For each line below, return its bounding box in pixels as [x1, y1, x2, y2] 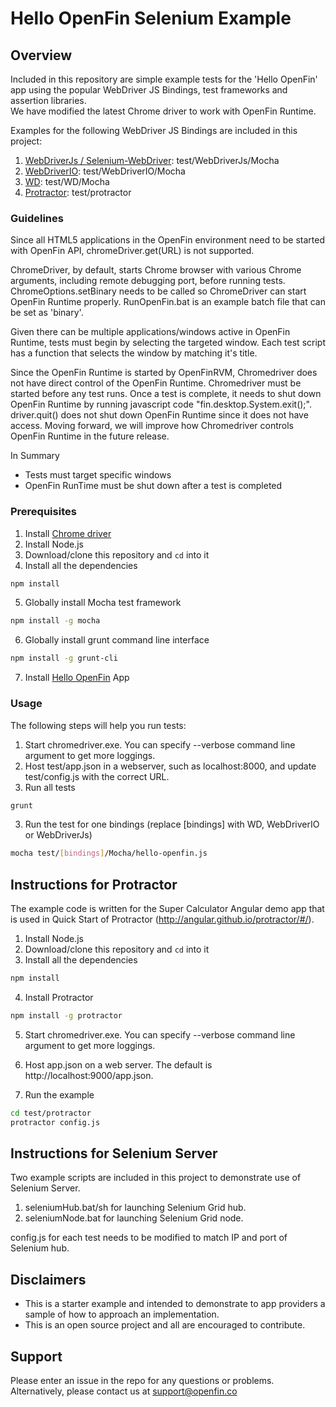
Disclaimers [10, 1271, 87, 1288]
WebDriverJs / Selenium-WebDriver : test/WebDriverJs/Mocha [24, 155, 280, 166]
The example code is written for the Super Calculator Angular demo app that [10, 903, 325, 915]
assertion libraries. [10, 95, 87, 106]
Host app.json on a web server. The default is [24, 1058, 213, 1071]
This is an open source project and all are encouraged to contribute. [24, 1319, 306, 1331]
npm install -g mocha [10, 616, 101, 626]
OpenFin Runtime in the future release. [10, 430, 170, 442]
